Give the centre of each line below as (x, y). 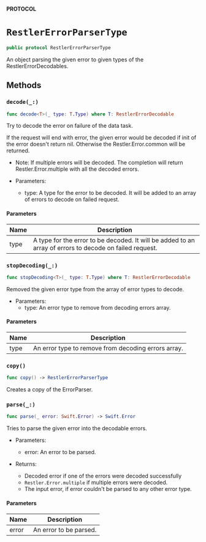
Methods (24, 85)
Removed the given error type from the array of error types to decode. (95, 289)
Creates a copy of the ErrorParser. (50, 390)
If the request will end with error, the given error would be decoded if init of (101, 138)
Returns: (26, 464)
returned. (18, 151)
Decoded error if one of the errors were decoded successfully (103, 476)
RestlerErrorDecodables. (37, 66)
